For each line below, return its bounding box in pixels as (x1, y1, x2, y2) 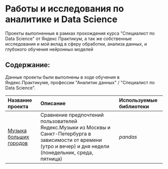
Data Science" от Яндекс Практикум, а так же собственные (5, 36, 132, 42)
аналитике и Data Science (5, 14, 117, 25)
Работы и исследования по (5, 3, 124, 15)
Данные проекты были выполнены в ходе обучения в (5, 74, 120, 80)
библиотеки (119, 103, 149, 110)
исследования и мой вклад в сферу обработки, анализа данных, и (5, 41, 147, 47)
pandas (119, 133, 137, 140)
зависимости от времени (40, 136, 102, 143)
